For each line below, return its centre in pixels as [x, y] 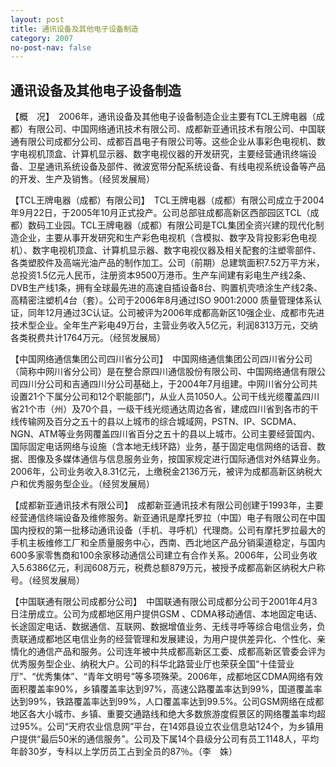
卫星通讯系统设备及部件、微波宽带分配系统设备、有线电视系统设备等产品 [176, 167]
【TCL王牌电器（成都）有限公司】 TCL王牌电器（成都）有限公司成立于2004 [167, 200]
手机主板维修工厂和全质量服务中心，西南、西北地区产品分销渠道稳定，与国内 [168, 543]
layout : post [37, 19]
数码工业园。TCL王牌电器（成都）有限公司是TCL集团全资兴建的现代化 [171, 225]
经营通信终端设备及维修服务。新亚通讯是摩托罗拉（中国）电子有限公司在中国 [168, 518]
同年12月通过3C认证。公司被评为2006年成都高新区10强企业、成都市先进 [176, 313]
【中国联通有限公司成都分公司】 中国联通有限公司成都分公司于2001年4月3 [164, 602]
